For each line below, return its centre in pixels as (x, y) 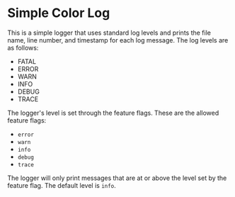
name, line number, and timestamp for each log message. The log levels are (118, 40)
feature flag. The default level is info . (62, 185)
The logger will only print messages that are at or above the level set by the (117, 178)
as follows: (23, 47)
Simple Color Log (59, 13)
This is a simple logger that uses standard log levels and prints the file (109, 33)
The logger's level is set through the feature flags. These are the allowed (113, 113)
